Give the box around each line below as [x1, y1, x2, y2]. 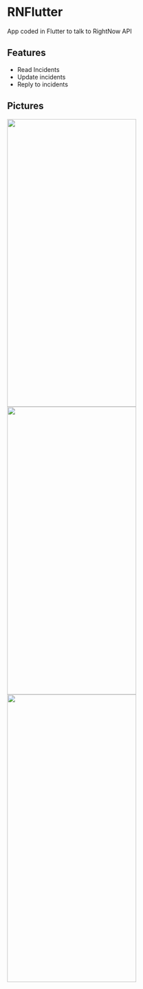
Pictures [7, 100, 44, 112]
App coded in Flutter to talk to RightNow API [7, 27, 132, 35]
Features [7, 47, 46, 59]
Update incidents [16, 73, 66, 81]
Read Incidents [16, 65, 60, 73]
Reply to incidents [16, 80, 69, 88]
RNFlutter [7, 4, 63, 20]
